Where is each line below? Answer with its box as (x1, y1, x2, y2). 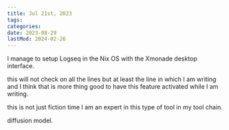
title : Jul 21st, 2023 (7, 10, 72, 17)
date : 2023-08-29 (7, 29, 57, 36)
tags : (7, 17, 23, 23)
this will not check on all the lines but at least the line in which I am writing (7, 75, 217, 83)
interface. (7, 62, 34, 70)
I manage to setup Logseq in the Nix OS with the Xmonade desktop (7, 54, 197, 63)
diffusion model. (7, 116, 54, 124)
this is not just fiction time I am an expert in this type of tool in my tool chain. (7, 103, 223, 111)
